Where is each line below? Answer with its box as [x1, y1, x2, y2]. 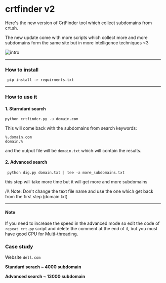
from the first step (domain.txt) [5, 193, 68, 199]
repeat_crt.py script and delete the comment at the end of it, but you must [5, 225, 158, 231]
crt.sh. [5, 25, 18, 31]
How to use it [5, 94, 37, 101]
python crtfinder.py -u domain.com [5, 117, 79, 122]
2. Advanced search [5, 159, 48, 165]
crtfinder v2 [5, 3, 55, 15]
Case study [5, 243, 34, 250]
